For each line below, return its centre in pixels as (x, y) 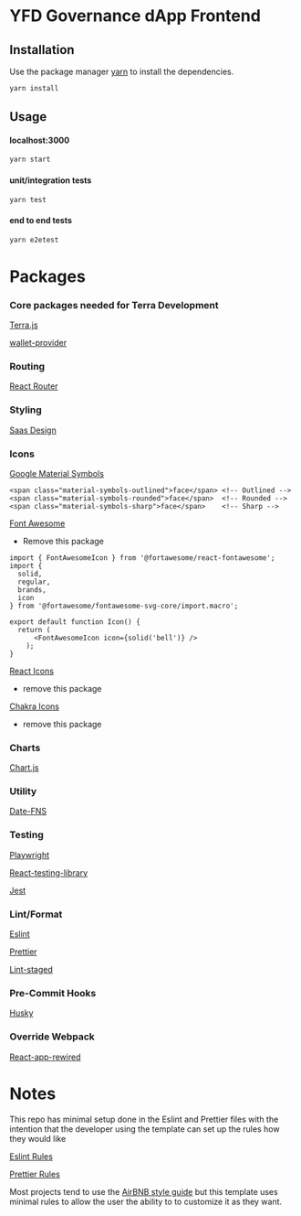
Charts (25, 748)
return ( (34, 630)
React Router (34, 386)
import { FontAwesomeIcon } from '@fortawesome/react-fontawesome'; (142, 558)
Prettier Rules (35, 1174)
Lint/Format (36, 914)
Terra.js (24, 325)
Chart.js (24, 768)
